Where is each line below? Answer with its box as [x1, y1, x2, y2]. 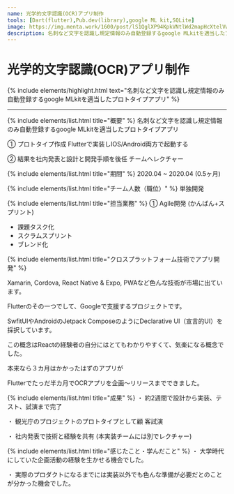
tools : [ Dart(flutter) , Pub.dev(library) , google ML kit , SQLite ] [7, 17, 195, 24]
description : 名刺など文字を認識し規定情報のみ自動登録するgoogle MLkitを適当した [7, 29, 226, 37]
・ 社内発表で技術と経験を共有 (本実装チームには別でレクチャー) [7, 432, 192, 440]
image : [7, 23, 26, 30]
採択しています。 [7, 326, 56, 334]
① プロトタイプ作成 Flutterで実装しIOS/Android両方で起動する [7, 140, 189, 149]
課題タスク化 [17, 223, 54, 231]
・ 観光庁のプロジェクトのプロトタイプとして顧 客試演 [7, 417, 164, 426]
